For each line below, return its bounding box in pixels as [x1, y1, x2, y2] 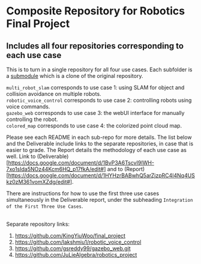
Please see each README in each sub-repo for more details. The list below [6, 133, 192, 141]
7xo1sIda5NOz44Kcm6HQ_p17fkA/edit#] [6, 166, 106, 172]
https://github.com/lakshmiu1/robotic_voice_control [14, 238, 142, 245]
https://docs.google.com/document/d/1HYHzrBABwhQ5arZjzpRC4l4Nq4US [8, 172, 195, 179]
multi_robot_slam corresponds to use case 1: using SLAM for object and [6, 84, 185, 91]
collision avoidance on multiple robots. [6, 90, 101, 97]
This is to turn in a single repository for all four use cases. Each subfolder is [6, 66, 193, 73]
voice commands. [6, 103, 50, 110]
